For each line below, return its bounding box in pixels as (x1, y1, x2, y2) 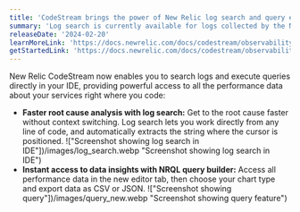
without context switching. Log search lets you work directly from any (21, 117, 279, 128)
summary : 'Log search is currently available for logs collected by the (9, 21, 286, 30)
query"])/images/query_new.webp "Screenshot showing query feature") (21, 193, 287, 204)
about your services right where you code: (9, 90, 166, 101)
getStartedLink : (9, 47, 70, 55)
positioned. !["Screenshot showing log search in (21, 136, 199, 147)
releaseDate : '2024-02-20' (9, 30, 110, 38)
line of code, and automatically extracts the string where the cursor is (21, 126, 279, 137)
